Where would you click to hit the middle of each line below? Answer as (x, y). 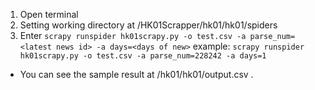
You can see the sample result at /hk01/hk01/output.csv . (136, 74)
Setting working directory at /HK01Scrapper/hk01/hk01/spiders (148, 25)
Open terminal (49, 14)
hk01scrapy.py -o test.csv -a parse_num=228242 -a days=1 (143, 56)
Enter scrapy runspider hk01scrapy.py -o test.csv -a (133, 35)
